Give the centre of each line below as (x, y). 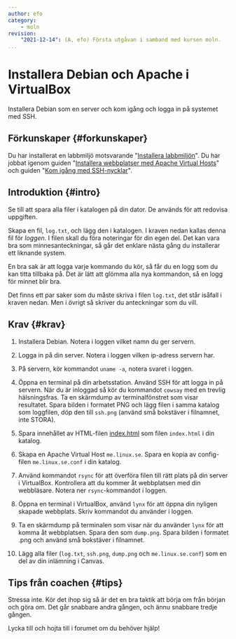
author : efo (25, 14)
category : (22, 20)
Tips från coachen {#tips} (65, 582)
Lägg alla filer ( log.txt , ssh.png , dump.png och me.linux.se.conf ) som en (122, 553)
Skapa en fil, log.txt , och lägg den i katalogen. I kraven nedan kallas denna (117, 230)
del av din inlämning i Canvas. (61, 561)
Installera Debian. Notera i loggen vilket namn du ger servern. (106, 341)
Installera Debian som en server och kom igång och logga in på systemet (113, 109)
